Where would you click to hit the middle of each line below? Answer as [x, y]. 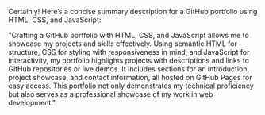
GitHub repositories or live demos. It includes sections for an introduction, [129, 69]
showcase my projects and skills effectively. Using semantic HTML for [123, 44]
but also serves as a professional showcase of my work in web [111, 94]
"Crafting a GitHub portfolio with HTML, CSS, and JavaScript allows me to [129, 35]
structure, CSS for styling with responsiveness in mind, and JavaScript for [129, 52]
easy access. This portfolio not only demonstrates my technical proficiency [131, 86]
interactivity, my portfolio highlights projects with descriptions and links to [129, 60]
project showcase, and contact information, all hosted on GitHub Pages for [130, 77]
